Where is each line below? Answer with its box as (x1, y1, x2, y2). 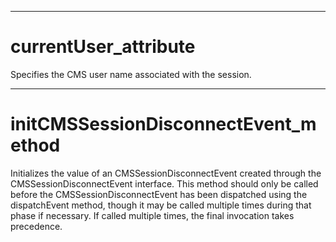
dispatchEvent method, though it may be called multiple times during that (10, 199, 312, 211)
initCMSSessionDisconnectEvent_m (10, 113, 317, 136)
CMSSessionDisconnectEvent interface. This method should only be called (10, 177, 319, 190)
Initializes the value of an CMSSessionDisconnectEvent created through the (10, 167, 322, 179)
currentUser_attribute (10, 36, 196, 58)
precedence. (10, 220, 63, 232)
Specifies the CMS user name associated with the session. (10, 68, 252, 80)
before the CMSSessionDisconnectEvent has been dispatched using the (10, 188, 308, 200)
